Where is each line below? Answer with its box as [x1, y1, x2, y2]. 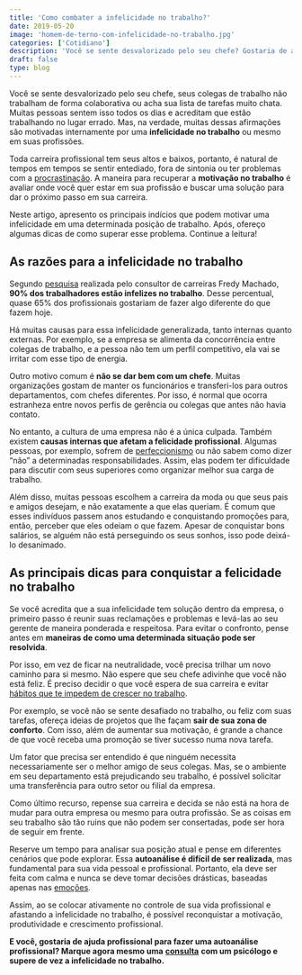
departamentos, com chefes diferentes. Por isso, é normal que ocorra [9, 389, 268, 401]
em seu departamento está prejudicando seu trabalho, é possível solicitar [9, 771, 281, 781]
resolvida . [9, 641, 48, 653]
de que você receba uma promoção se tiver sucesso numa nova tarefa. [9, 734, 274, 745]
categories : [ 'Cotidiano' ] [9, 38, 111, 48]
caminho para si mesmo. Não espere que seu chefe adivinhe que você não [9, 668, 287, 680]
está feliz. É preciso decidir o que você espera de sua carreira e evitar [9, 678, 269, 689]
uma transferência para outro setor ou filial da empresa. [9, 780, 216, 790]
